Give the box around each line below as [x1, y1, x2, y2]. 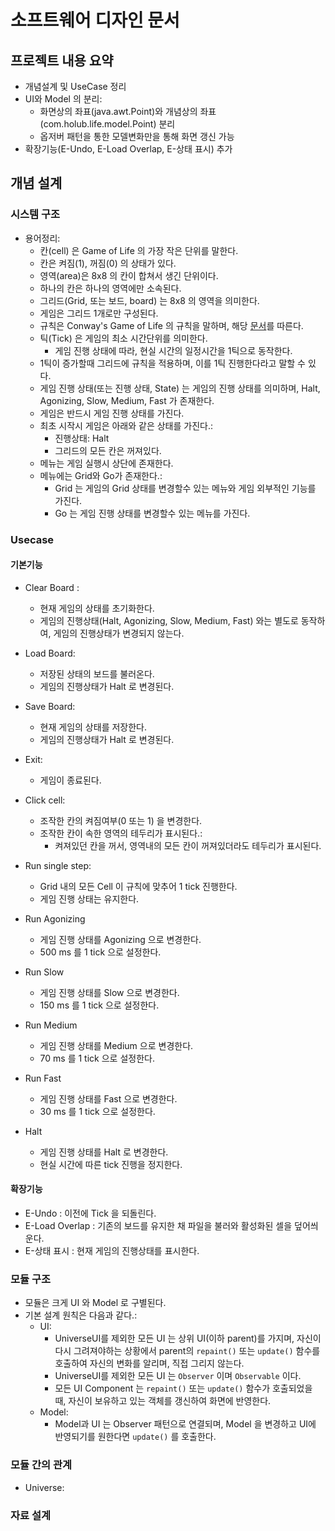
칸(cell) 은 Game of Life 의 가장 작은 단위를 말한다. [39, 244, 239, 256]
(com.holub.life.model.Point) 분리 [39, 118, 176, 130]
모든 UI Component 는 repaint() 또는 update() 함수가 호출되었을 [54, 1382, 313, 1395]
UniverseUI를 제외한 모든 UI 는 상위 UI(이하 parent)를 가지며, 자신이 [54, 1332, 322, 1345]
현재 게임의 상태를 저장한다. [39, 721, 147, 733]
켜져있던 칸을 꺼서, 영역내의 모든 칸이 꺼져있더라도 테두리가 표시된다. [54, 839, 322, 851]
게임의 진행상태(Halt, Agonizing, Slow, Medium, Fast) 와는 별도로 [39, 614, 299, 626]
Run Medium [24, 1019, 78, 1031]
